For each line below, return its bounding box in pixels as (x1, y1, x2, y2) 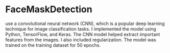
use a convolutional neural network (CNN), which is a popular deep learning (5, 20, 165, 26)
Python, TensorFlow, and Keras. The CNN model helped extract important (5, 31, 160, 37)
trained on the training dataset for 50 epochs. (5, 42, 101, 48)
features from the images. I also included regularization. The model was (5, 37, 157, 43)
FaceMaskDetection (5, 4, 93, 15)
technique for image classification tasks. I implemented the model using (5, 25, 157, 32)
